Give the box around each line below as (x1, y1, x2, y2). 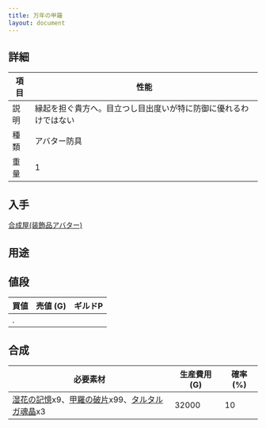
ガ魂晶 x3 (12, 406, 46, 417)
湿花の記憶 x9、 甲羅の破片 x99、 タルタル (12, 394, 164, 405)
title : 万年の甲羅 (8, 11, 63, 20)
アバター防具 (34, 136, 83, 147)
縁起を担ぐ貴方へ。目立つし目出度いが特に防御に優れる (34, 103, 241, 114)
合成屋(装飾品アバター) (8, 220, 83, 230)
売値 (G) (36, 300, 66, 311)
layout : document (8, 19, 66, 27)
